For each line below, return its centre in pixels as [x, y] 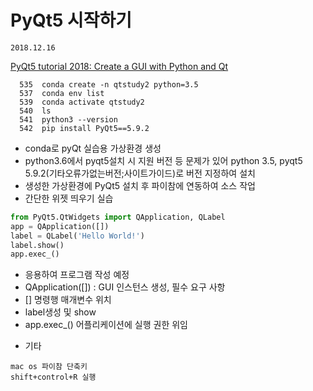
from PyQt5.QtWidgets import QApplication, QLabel [118, 217]
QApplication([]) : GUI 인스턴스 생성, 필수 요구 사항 [125, 287]
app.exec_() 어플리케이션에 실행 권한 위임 [106, 325]
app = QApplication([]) [60, 226]
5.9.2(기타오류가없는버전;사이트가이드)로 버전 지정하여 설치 [140, 173]
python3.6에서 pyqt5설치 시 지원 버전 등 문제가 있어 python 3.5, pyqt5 [163, 160]
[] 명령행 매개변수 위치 [68, 300]
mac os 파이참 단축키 [49, 367]
